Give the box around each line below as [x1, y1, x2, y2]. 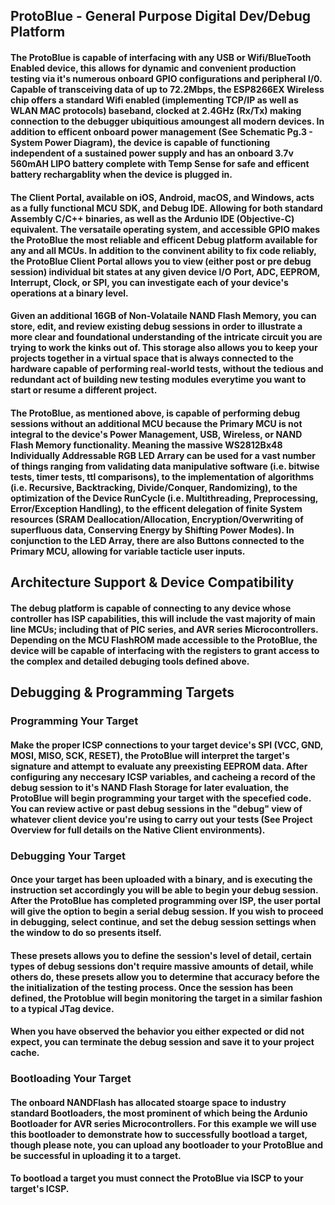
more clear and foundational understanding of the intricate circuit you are [10, 331, 323, 343]
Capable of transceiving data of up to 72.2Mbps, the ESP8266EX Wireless [10, 83, 325, 95]
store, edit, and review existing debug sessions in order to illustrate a [10, 320, 303, 333]
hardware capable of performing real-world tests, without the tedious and [10, 363, 324, 375]
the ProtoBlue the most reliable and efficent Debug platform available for [10, 234, 318, 246]
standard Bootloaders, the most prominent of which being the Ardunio [10, 1107, 308, 1119]
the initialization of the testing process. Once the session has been [10, 981, 294, 993]
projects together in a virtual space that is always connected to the [10, 352, 294, 364]
